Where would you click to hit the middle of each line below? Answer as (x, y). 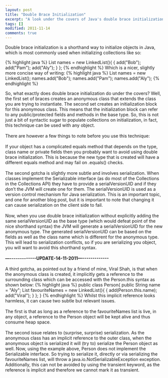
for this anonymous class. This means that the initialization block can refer (82, 109)
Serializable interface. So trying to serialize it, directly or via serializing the (81, 354)
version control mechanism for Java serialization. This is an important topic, (83, 194)
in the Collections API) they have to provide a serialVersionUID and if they (81, 184)
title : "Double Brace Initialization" (45, 15)
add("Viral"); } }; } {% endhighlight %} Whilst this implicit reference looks (80, 295)
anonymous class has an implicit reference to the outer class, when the (78, 338)
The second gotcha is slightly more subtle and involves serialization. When (82, 173)
